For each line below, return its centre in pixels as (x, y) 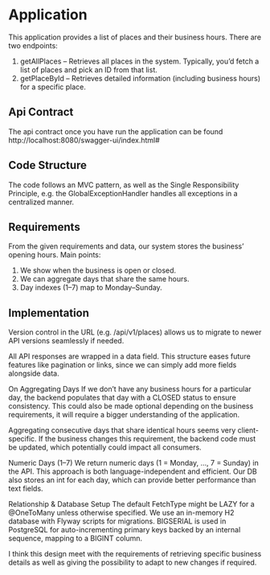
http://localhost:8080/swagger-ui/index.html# (84, 140)
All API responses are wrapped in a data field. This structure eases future (129, 356)
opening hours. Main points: (55, 255)
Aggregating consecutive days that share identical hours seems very (122, 430)
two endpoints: (33, 45)
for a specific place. (53, 87)
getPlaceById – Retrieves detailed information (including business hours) (140, 78)
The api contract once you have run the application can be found (116, 131)
